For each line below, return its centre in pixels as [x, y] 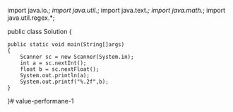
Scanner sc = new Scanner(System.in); [77, 57]
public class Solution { [40, 32]
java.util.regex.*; [31, 18]
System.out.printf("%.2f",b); [65, 82]
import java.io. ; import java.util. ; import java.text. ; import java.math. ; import [116, 10]
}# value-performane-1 [41, 101]
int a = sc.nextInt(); [53, 63]
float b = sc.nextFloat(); [60, 69]
